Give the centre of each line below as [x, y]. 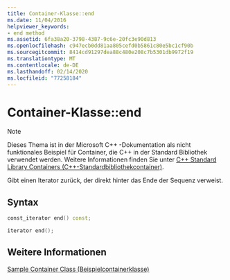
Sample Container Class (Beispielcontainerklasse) [78, 269]
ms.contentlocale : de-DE [43, 65]
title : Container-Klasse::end [51, 14]
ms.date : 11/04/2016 [37, 20]
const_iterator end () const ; [49, 218]
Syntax [23, 202]
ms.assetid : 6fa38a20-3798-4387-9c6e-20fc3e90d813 [82, 40]
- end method [26, 33]
